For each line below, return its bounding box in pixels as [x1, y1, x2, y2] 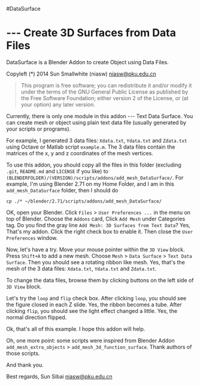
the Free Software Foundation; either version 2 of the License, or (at [20, 94, 189, 101]
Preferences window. [6, 234, 58, 242]
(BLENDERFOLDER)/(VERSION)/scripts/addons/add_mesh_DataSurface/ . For [6, 174, 184, 181]
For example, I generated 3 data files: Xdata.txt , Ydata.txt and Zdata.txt [6, 137, 187, 144]
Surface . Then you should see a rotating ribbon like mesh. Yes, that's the [6, 258, 186, 266]
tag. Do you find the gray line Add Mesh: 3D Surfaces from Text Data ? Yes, [6, 221, 190, 228]
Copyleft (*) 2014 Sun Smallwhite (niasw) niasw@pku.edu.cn [6, 70, 157, 77]
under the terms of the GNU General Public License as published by [20, 88, 189, 95]
